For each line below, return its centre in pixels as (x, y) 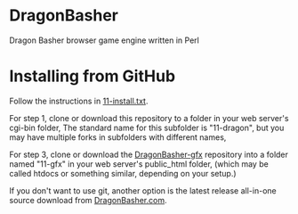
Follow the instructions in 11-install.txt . (79, 101)
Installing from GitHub (93, 76)
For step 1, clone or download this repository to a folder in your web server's (149, 118)
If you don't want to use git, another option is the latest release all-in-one (143, 190)
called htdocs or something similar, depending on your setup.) (123, 173)
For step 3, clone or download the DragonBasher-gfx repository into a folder (149, 154)
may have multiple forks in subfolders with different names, (118, 137)
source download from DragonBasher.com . (88, 200)
